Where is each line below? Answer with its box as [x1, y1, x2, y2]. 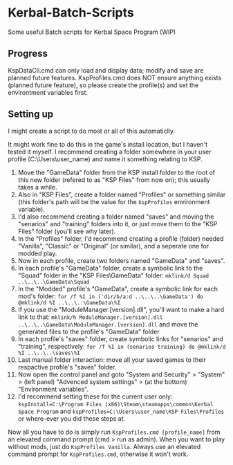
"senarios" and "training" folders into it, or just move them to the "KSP [17, 219, 218, 228]
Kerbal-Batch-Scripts [8, 5, 134, 21]
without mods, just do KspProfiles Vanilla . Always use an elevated [8, 442, 201, 450]
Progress [8, 48, 48, 60]
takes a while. [17, 183, 57, 191]
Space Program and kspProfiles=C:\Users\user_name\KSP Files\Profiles [17, 407, 225, 415]
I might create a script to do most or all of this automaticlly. [8, 127, 176, 135]
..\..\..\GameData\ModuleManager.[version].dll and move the [17, 320, 198, 328]
